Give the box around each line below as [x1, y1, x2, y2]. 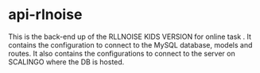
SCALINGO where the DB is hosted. [8, 57, 125, 67]
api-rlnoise [8, 6, 83, 24]
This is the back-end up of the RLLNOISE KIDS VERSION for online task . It [8, 32, 252, 41]
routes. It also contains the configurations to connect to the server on [8, 48, 236, 58]
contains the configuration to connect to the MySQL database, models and [8, 40, 253, 49]
